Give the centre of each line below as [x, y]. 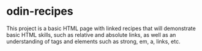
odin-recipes [40, 11]
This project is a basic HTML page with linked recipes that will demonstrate [101, 28]
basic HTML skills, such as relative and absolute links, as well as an [91, 34]
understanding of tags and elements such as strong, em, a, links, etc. [93, 41]
